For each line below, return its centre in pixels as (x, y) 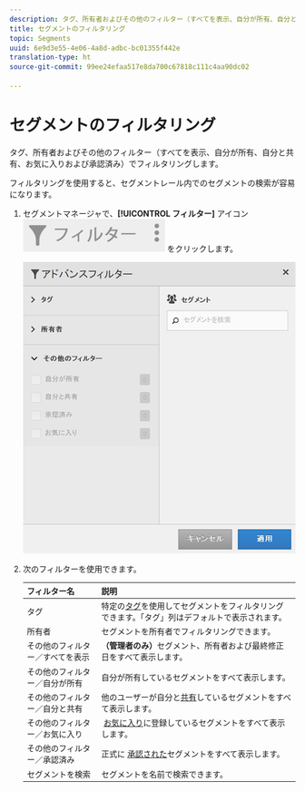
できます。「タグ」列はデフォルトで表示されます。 (194, 617)
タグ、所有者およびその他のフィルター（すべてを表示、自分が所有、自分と (148, 152)
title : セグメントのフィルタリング (68, 29)
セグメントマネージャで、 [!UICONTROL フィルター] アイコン (136, 213)
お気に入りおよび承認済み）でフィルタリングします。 (124, 163)
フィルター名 (51, 591)
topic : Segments (40, 38)
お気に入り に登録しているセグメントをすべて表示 (194, 723)
